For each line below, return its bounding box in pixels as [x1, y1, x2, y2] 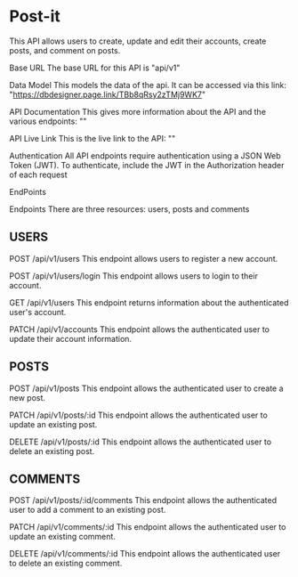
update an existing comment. [9, 532, 116, 542]
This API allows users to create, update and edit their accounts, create [9, 36, 267, 46]
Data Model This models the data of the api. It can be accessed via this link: [9, 79, 286, 90]
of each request [9, 169, 68, 180]
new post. [9, 392, 46, 402]
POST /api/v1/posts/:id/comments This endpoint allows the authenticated [9, 495, 278, 506]
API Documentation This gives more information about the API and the [9, 106, 267, 117]
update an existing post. [9, 419, 98, 429]
